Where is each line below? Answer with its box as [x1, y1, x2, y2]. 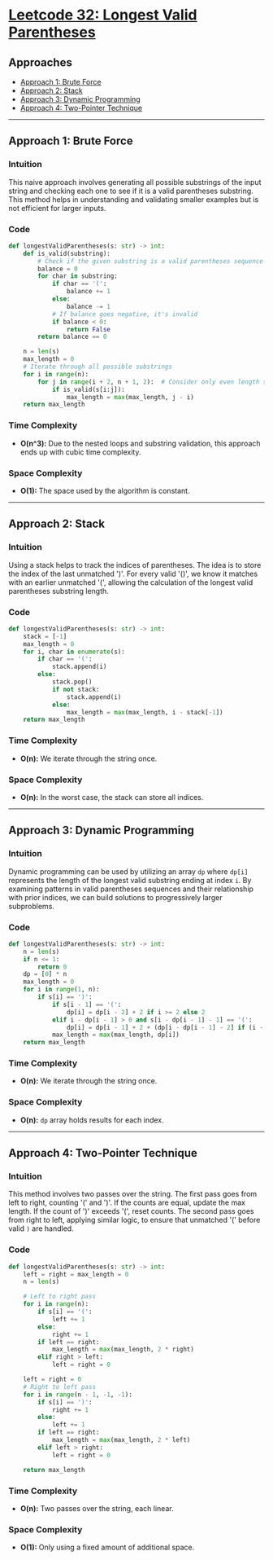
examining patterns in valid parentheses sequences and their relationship [8, 884, 254, 894]
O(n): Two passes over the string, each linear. [19, 1503, 174, 1513]
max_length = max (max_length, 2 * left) [51, 1436, 191, 1444]
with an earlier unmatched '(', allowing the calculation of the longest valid [8, 577, 253, 587]
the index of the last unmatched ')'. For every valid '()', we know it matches [8, 569, 258, 578]
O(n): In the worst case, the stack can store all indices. [19, 792, 204, 802]
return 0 [37, 963, 67, 971]
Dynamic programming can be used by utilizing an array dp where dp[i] [8, 866, 249, 877]
